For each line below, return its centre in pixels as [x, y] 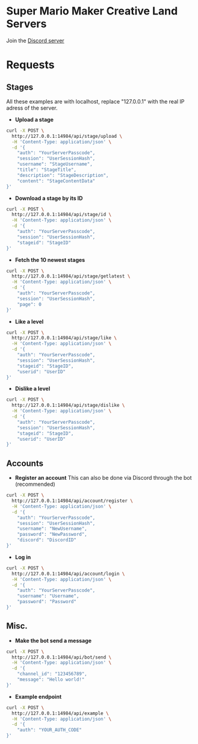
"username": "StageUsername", [55, 164]
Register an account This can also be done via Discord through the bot [103, 478]
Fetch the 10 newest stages [50, 259]
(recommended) [35, 484]
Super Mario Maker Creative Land [92, 11]
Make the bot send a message [53, 640]
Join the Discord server [35, 40]
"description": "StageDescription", [63, 175]
